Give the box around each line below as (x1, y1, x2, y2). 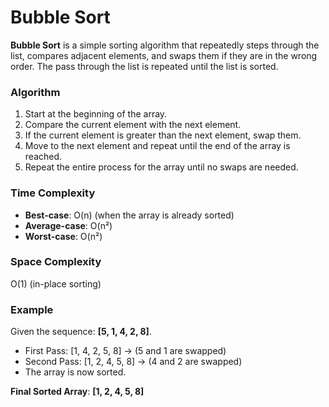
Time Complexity (10, 186, 96, 200)
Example (10, 302, 54, 316)
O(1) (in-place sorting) (10, 277, 102, 290)
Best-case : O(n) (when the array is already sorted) (24, 209, 235, 221)
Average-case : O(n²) (24, 219, 113, 231)
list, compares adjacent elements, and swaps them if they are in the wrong (10, 49, 318, 61)
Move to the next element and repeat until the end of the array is (24, 140, 291, 152)
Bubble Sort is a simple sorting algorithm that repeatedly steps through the (10, 39, 320, 51)
